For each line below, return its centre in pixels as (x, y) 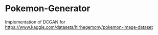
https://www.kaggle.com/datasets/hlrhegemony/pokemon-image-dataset (79, 27)
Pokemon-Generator (48, 9)
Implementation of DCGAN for (35, 22)
